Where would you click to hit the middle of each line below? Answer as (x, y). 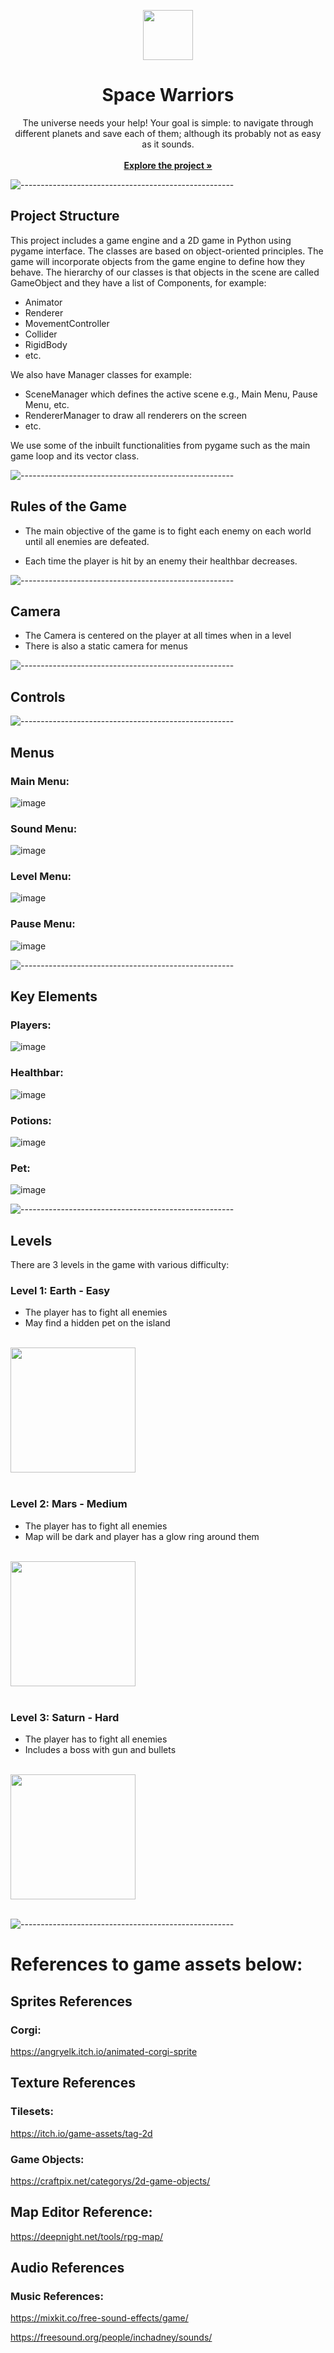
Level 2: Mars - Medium (69, 1504)
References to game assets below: (156, 1964)
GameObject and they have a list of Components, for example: (138, 282)
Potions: (31, 1120)
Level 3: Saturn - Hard (65, 1717)
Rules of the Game (68, 506)
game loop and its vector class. (75, 456)
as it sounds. (168, 144)
